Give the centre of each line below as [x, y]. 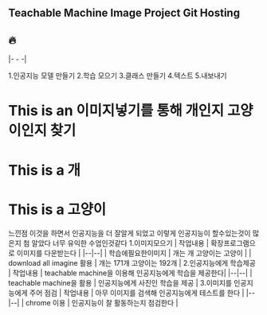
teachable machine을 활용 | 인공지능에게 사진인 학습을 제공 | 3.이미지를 [120, 282]
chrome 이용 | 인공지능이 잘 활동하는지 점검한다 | [102, 302]
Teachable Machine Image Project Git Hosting [124, 13]
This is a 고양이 [57, 209]
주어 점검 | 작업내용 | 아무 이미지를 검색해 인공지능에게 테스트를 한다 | [137, 293]
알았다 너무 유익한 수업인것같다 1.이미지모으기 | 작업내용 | [120, 243]
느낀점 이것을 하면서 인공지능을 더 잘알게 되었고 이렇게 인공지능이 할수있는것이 [130, 233]
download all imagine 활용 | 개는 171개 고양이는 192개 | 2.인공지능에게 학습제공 [132, 262]
